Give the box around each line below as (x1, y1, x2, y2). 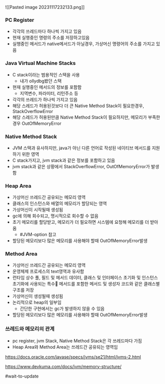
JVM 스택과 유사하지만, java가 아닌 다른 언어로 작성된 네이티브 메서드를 (12, 145, 151, 151)
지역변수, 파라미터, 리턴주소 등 (19, 90, 79, 96)
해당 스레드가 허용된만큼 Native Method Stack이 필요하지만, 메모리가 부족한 (12, 114, 161, 120)
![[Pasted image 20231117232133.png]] (5, 4, 85, 10)
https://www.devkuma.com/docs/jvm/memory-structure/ (5, 363, 122, 369)
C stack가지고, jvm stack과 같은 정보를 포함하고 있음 (12, 157, 115, 163)
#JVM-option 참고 (19, 232, 57, 238)
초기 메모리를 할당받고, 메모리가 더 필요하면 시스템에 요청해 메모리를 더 (12, 219, 149, 225)
